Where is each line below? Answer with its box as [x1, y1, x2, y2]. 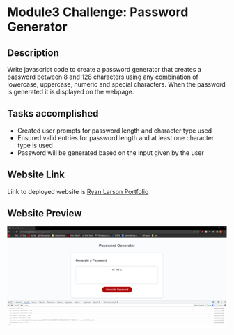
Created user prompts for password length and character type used [17, 126, 212, 135]
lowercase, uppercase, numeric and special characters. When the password [7, 80, 226, 88]
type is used [17, 141, 54, 149]
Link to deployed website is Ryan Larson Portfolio [7, 187, 149, 195]
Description [7, 47, 59, 59]
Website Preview [7, 207, 82, 220]
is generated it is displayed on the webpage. [7, 88, 134, 96]
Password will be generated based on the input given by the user [17, 148, 204, 157]
